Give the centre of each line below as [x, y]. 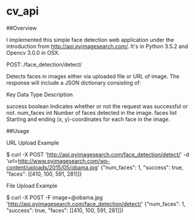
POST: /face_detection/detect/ [44, 64]
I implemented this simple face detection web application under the [90, 40]
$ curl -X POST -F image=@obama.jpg [55, 197]
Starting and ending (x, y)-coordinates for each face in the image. [88, 119]
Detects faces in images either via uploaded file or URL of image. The [93, 76]
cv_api [23, 11]
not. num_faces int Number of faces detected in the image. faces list [92, 112]
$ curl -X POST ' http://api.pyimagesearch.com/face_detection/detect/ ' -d [98, 154]
